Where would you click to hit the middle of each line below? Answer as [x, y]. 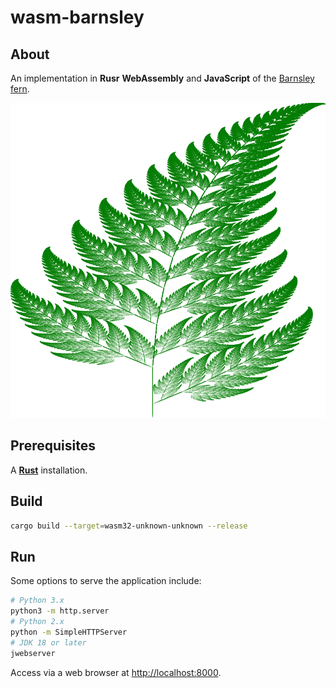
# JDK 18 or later [48, 642]
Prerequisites [53, 446]
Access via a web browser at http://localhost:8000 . [116, 672]
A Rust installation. [49, 470]
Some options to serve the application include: [106, 581]
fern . [20, 89]
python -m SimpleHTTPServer [69, 632]
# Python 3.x [37, 601]
